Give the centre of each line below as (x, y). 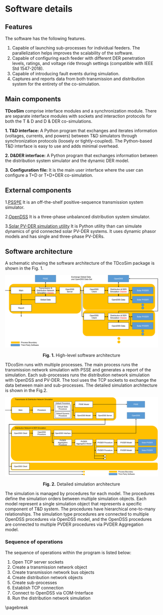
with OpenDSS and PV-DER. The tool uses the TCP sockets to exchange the (81, 380)
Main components (33, 99)
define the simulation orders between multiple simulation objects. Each (76, 499)
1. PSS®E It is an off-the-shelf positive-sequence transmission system (74, 202)
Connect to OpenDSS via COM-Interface (53, 593)
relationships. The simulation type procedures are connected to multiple (77, 514)
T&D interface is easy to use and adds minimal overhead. (62, 146)
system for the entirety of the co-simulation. (56, 84)
